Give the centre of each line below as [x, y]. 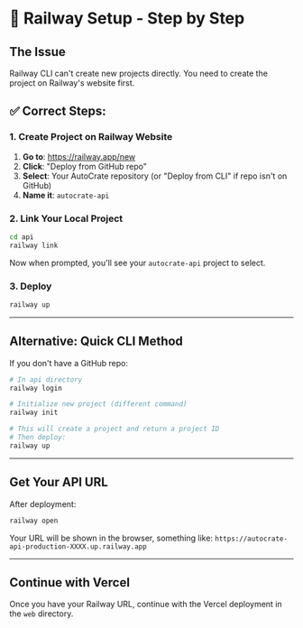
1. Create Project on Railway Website [91, 137]
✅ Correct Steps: [58, 111]
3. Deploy [31, 286]
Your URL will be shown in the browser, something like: [111, 538]
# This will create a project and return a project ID [115, 429]
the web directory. [41, 614]
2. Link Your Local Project [66, 218]
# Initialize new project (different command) [98, 404]
